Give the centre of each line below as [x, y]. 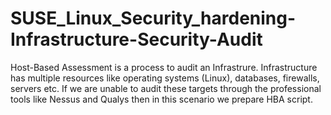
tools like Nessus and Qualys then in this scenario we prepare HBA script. [161, 99]
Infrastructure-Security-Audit [136, 39]
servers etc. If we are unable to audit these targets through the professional [166, 88]
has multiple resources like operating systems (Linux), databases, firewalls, [165, 78]
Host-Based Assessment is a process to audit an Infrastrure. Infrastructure [164, 67]
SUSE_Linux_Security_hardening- [153, 18]
